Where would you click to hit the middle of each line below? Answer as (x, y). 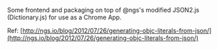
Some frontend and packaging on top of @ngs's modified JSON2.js (103, 10)
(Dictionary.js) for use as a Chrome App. (64, 17)
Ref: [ (15, 31)
